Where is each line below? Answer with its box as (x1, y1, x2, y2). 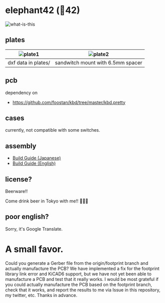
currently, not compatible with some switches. (5, 127, 100, 133)
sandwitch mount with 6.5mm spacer (54, 59, 142, 66)
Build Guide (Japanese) (12, 155, 61, 161)
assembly (5, 142, 36, 150)
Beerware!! (5, 188, 28, 194)
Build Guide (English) (12, 160, 56, 166)
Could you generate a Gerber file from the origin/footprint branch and (5, 260, 148, 266)
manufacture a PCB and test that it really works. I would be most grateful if (5, 276, 159, 282)
